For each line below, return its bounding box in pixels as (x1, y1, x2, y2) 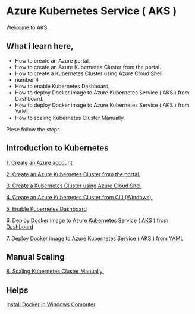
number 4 (14, 76, 39, 83)
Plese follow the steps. (6, 125, 62, 133)
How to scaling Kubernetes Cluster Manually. (14, 114, 125, 121)
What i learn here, (6, 41, 74, 51)
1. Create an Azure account (6, 159, 73, 166)
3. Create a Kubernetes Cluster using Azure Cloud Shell (6, 182, 142, 189)
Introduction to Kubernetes (6, 143, 109, 153)
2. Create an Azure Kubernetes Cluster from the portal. (6, 170, 141, 177)
